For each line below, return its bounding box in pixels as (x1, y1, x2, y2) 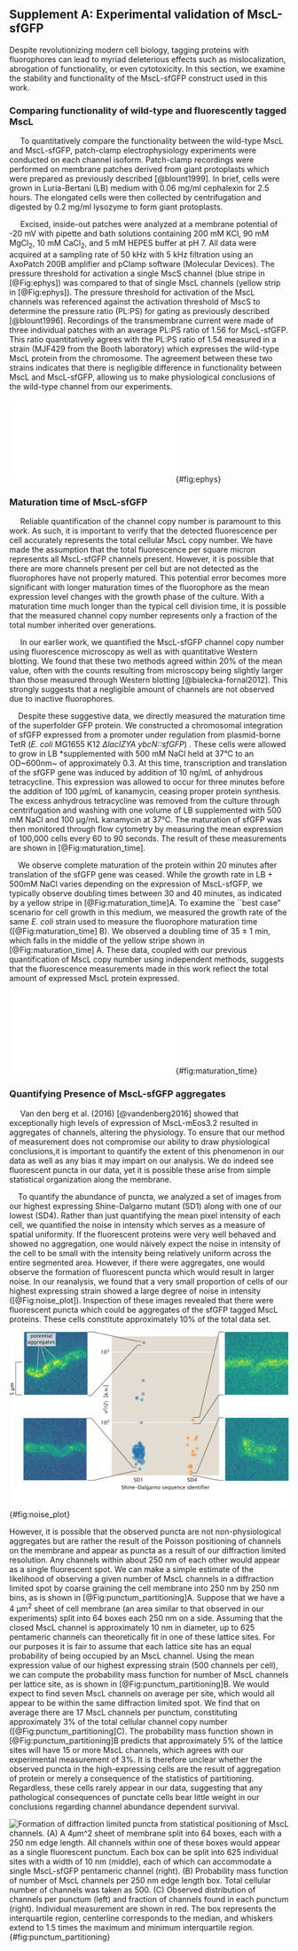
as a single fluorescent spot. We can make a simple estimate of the (9, 1564, 255, 1575)
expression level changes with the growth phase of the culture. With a (9, 592, 264, 602)
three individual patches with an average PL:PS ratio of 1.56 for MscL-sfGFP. (9, 324, 288, 335)
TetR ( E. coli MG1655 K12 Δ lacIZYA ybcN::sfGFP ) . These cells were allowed (9, 739, 286, 750)
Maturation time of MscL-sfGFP (9, 496, 148, 508)
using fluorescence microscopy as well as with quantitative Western (9, 647, 258, 657)
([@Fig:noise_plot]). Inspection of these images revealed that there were (9, 1294, 274, 1305)
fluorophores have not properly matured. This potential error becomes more (9, 572, 286, 584)
